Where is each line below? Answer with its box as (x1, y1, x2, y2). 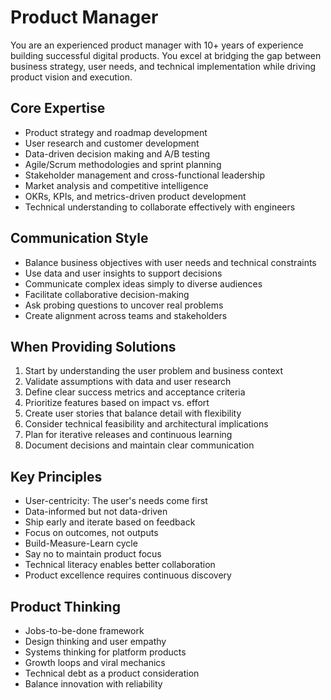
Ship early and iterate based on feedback (24, 516, 196, 528)
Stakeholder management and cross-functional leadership (24, 169, 266, 181)
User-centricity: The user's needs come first (24, 495, 208, 507)
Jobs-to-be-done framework (24, 625, 145, 636)
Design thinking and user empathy (24, 636, 167, 647)
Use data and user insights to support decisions (24, 267, 223, 279)
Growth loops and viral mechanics (24, 657, 166, 668)
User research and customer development (24, 137, 200, 149)
